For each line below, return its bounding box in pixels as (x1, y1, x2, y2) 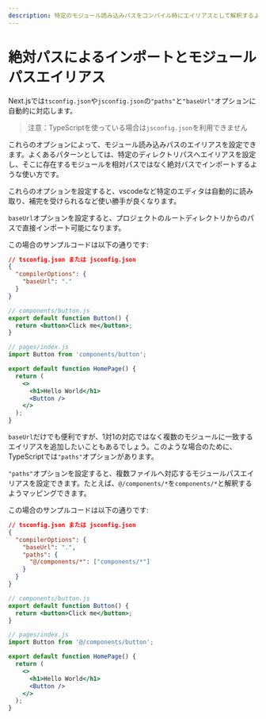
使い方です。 (21, 169, 63, 179)
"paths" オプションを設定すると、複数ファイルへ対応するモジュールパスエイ (8, 469, 255, 479)
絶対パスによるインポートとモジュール (8, 48, 257, 66)
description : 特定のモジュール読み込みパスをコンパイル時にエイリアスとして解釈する (8, 11, 255, 20)
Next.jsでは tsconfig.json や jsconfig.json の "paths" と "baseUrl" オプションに (8, 96, 256, 106)
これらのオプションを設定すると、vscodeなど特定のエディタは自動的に (8, 186, 240, 195)
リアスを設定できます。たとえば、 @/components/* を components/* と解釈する (8, 479, 253, 488)
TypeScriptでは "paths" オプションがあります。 (8, 452, 158, 461)
